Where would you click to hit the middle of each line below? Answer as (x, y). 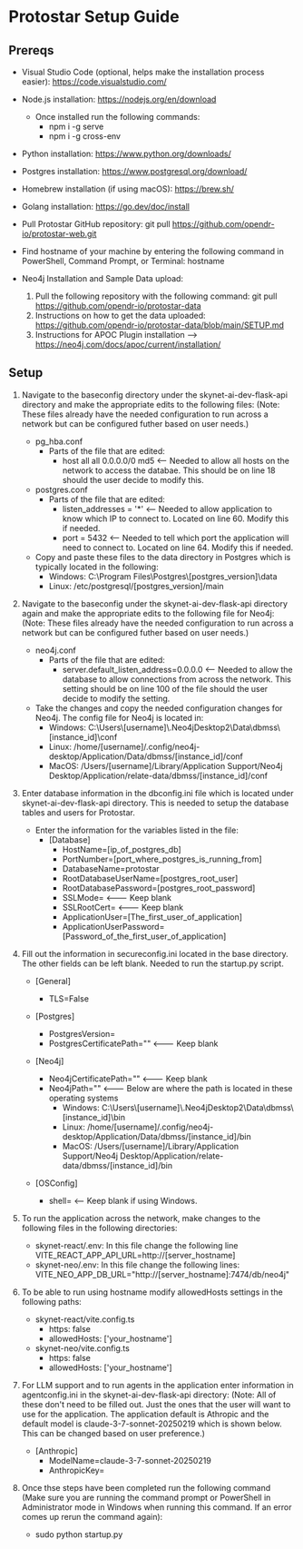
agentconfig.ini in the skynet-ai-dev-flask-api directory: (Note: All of (149, 1395)
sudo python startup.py (79, 1534)
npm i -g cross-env (85, 136)
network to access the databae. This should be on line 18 (169, 470)
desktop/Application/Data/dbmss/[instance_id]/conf (146, 756)
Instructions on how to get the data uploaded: (120, 316)
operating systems (83, 1098)
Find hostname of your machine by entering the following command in (153, 251)
